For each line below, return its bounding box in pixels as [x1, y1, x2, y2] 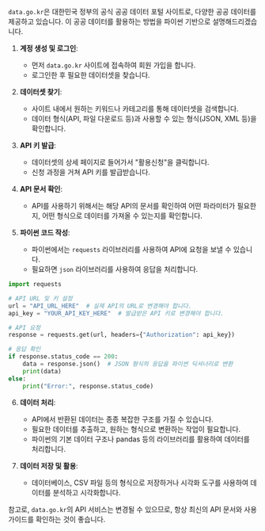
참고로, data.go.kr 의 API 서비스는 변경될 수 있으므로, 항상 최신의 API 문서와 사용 [8, 504, 257, 514]
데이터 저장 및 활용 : [19, 460, 78, 470]
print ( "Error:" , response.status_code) [22, 382, 154, 390]
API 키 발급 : [19, 141, 57, 150]
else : [8, 375, 26, 383]
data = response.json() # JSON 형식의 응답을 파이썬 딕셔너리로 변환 [22, 360, 233, 368]
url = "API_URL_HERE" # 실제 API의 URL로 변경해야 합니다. [8, 302, 192, 310]
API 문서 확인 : [19, 185, 63, 193]
